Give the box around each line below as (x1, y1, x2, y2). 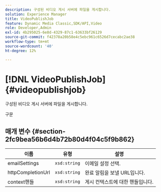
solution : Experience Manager (5, 12, 67, 17)
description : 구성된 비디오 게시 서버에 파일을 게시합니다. (5, 7, 111, 12)
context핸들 (7, 179, 34, 186)
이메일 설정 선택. (85, 160, 121, 167)
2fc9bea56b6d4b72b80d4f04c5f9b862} (5, 135, 135, 143)
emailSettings (7, 160, 39, 167)
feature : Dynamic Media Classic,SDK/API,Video (5, 21, 102, 26)
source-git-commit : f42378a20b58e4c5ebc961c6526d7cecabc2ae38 (5, 35, 135, 40)
